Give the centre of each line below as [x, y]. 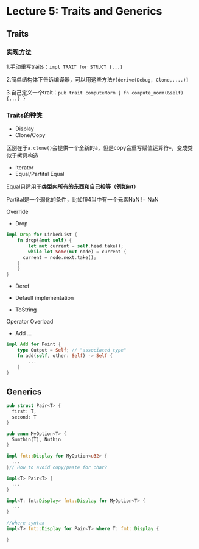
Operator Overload [30, 322]
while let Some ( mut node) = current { [77, 252]
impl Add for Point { [34, 345]
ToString [26, 310]
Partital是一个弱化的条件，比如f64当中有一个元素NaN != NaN [83, 200]
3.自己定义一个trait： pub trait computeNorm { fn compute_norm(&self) [95, 92]
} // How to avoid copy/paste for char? [57, 467]
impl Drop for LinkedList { [42, 235]
